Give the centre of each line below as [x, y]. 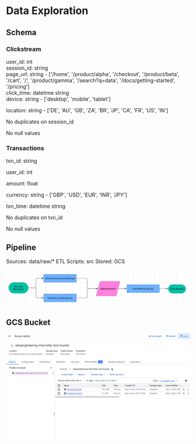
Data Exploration [47, 11]
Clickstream [24, 49]
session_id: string [27, 68]
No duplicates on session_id [40, 122]
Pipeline [21, 247]
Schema [21, 32]
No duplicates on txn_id [34, 218]
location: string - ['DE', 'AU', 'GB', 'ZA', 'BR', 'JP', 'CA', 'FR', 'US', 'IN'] [87, 110]
